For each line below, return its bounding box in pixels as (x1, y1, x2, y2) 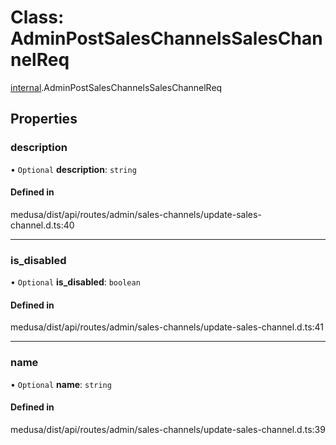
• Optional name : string (10, 378, 112, 390)
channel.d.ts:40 (10, 219, 75, 231)
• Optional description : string (10, 163, 137, 175)
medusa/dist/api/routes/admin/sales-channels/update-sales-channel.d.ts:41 (10, 321, 325, 333)
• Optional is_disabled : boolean (10, 276, 141, 288)
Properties (10, 111, 78, 128)
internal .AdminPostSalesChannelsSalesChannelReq (10, 81, 223, 93)
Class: (10, 6, 65, 29)
